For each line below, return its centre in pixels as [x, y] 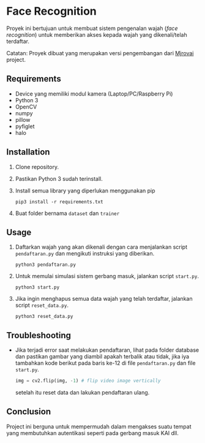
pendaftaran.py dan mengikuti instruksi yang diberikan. [85, 254]
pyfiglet [25, 126]
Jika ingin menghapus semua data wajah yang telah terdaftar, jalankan [104, 299]
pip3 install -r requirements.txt [59, 202]
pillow [23, 119]
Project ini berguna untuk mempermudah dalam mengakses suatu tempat [99, 426]
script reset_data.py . [42, 305]
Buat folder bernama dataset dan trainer [67, 213]
